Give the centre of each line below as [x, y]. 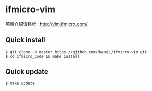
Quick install [25, 40]
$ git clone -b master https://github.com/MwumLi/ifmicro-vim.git [76, 52]
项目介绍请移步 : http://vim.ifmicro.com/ [47, 24]
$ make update [20, 83]
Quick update [27, 72]
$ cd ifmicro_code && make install [43, 56]
